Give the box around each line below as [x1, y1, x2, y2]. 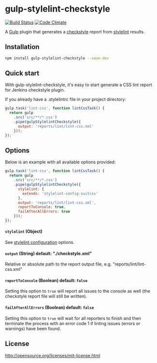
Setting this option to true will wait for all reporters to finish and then [5, 315, 142, 321]
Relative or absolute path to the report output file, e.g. [5, 261, 112, 267]
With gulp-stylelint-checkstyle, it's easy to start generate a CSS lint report [5, 82, 152, 88]
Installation [5, 43, 40, 51]
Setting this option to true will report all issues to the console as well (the [5, 288, 151, 294]
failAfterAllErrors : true [17, 209, 70, 214]
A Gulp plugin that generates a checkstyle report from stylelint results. [5, 29, 145, 34]
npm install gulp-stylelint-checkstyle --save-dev [5, 56, 109, 61]
